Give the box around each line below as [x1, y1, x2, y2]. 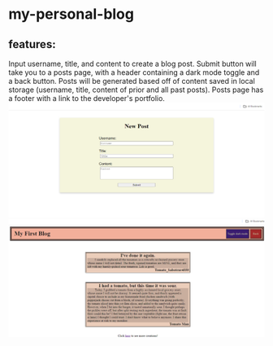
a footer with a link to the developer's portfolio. [8, 94, 165, 103]
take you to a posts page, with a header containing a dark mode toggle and [8, 68, 260, 77]
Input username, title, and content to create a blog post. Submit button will [8, 59, 258, 68]
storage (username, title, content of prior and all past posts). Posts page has [8, 85, 264, 94]
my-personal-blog [8, 5, 134, 24]
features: [8, 37, 56, 51]
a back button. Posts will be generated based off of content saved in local [8, 77, 256, 85]
